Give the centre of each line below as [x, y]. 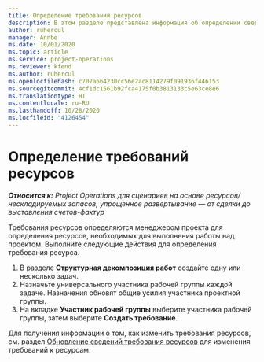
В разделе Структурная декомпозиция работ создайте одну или [130, 268]
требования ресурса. [44, 252]
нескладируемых [37, 203]
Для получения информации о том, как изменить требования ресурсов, [130, 333]
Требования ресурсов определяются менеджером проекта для [115, 227]
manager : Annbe [33, 37]
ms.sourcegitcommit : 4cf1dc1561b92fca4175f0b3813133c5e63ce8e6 [114, 89]
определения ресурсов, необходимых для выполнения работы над [121, 235]
